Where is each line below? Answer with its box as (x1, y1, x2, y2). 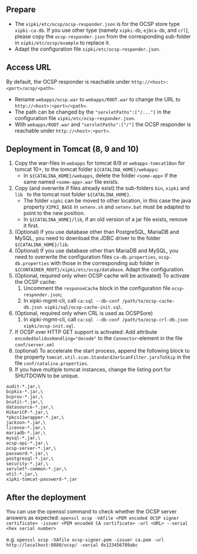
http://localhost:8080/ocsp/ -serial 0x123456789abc (6, 542, 138, 548)
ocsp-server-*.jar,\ (6, 446, 57, 452)
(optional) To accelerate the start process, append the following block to (14, 347, 190, 354)
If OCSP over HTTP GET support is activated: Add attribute (14, 329, 158, 336)
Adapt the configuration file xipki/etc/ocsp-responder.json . (14, 45, 161, 52)
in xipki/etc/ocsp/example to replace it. (14, 39, 111, 46)
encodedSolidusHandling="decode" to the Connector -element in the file (14, 335, 183, 342)
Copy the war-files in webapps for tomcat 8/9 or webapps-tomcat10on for (14, 160, 185, 167)
